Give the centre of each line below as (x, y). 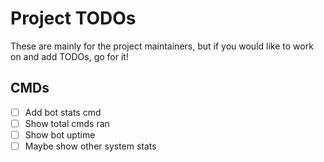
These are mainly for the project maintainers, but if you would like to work (162, 46)
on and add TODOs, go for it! (69, 56)
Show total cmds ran (67, 123)
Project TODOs (73, 18)
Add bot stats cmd (63, 112)
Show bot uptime (60, 134)
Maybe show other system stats (90, 146)
